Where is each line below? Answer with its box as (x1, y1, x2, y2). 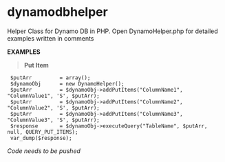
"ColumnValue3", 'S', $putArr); (7, 117, 100, 123)
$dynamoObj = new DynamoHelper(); (10, 80, 125, 87)
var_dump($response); (10, 134, 72, 141)
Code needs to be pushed (7, 146, 81, 155)
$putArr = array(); (10, 74, 91, 81)
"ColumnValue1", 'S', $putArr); (7, 92, 100, 99)
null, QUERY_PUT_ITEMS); (7, 128, 78, 135)
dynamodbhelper (7, 4, 108, 20)
